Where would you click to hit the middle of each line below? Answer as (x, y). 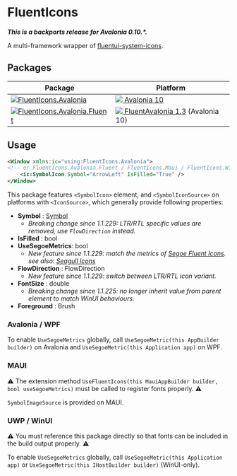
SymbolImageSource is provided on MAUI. (66, 402)
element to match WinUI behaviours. (81, 298)
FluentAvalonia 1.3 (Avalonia (172, 111)
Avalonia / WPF (34, 324)
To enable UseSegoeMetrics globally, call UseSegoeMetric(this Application (115, 457)
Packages (29, 68)
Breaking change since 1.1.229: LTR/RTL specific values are (115, 224)
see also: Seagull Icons (62, 261)
